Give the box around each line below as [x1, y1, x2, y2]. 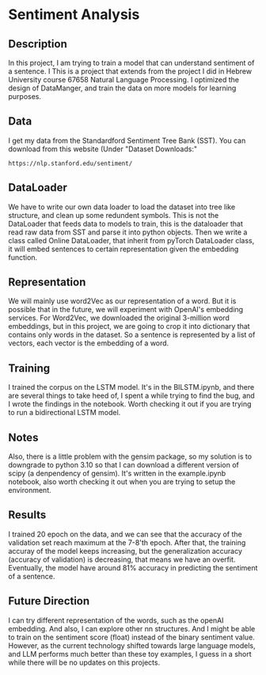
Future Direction [8, 594, 90, 608]
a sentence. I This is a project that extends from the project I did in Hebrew [8, 67, 252, 76]
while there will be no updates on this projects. [8, 658, 161, 667]
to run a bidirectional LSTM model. [8, 408, 121, 418]
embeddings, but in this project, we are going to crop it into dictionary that [8, 322, 251, 331]
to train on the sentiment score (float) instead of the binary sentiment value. [8, 632, 255, 642]
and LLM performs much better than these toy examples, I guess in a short [8, 649, 252, 658]
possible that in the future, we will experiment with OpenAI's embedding [8, 305, 244, 315]
